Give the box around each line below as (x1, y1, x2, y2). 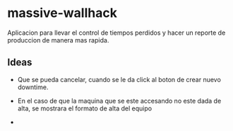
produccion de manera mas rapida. (7, 35, 109, 44)
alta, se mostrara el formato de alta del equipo (17, 104, 153, 113)
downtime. (17, 83, 49, 91)
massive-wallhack (7, 5, 118, 21)
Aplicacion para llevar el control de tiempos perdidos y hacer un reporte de (7, 28, 226, 37)
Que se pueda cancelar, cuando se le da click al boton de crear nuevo (17, 75, 221, 84)
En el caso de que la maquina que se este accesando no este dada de (17, 96, 222, 105)
